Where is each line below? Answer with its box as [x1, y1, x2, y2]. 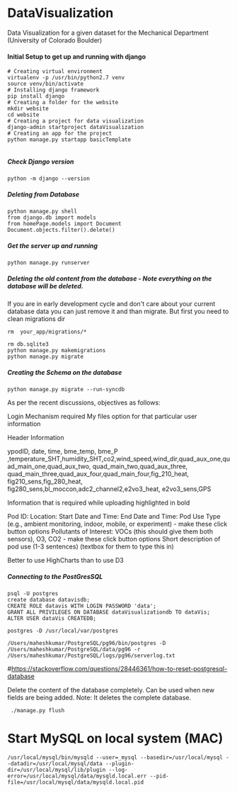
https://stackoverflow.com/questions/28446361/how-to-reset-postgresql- [11, 664, 228, 673]
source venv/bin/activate [7, 80, 83, 88]
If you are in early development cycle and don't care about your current [7, 300, 216, 308]
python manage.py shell [7, 208, 78, 215]
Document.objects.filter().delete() [7, 227, 115, 234]
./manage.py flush [10, 707, 65, 714]
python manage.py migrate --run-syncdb [7, 386, 125, 393]
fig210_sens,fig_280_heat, [7, 477, 83, 485]
